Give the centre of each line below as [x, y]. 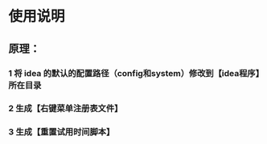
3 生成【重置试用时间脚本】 [62, 132]
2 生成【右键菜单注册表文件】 [66, 109]
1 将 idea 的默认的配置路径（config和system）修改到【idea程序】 [134, 73]
